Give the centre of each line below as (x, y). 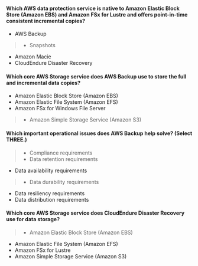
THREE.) (17, 139)
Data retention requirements (64, 159)
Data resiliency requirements (50, 193)
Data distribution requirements (52, 199)
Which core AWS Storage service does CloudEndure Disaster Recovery (95, 213)
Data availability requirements (51, 170)
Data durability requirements (64, 182)
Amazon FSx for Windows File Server (60, 109)
